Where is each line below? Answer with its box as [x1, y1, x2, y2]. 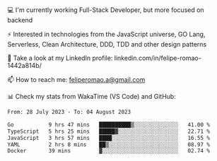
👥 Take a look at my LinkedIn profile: [7, 54, 113, 62]
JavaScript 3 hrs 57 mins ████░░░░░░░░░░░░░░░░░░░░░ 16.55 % [7, 134, 211, 141]
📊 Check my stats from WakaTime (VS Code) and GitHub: [7, 93, 177, 100]
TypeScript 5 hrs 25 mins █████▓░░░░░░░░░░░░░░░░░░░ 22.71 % [7, 128, 211, 135]
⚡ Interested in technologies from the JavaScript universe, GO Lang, [7, 30, 206, 38]
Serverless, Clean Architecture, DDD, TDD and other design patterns [7, 40, 207, 48]
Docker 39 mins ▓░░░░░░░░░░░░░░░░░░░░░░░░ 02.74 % [7, 148, 211, 155]
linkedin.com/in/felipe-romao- [114, 54, 201, 62]
